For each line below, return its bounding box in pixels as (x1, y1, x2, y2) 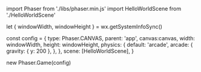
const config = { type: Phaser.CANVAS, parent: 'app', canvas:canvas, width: (6, 35, 196, 41)
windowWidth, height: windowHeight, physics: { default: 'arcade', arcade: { (6, 41, 193, 48)
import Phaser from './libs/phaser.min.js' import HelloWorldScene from (6, 5, 182, 12)
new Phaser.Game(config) (6, 59, 71, 66)
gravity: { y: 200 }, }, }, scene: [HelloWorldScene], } (6, 47, 134, 55)
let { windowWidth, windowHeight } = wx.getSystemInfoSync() (6, 23, 162, 30)
